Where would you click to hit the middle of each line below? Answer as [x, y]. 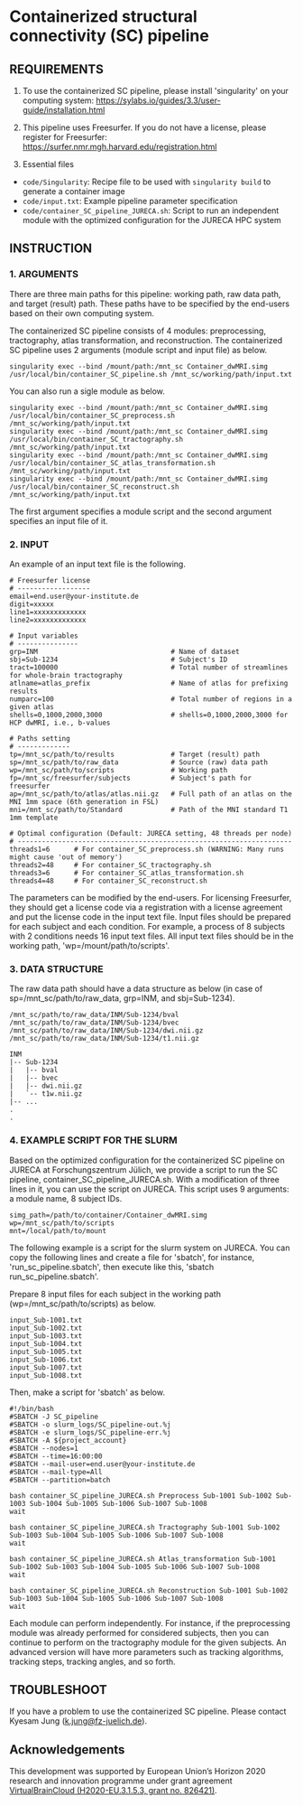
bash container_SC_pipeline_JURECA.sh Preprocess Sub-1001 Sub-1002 [141, 1496]
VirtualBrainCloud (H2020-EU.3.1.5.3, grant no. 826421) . [114, 1791]
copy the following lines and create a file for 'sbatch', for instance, [132, 1257]
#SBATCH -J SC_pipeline [54, 1417]
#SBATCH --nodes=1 [44, 1448]
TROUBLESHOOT [59, 1690]
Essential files [48, 164]
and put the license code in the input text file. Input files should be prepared [150, 917]
